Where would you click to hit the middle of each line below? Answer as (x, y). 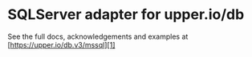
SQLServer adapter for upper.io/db (126, 15)
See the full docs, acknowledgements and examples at (98, 36)
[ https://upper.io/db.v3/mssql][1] (61, 44)
